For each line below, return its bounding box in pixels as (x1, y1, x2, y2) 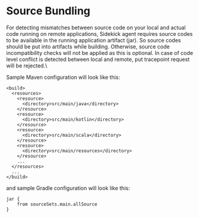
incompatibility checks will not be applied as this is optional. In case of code (6, 49, 193, 56)
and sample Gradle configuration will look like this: (6, 184, 130, 192)
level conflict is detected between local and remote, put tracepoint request (6, 56, 190, 63)
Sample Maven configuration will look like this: (6, 73, 121, 81)
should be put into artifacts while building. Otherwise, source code (6, 43, 170, 50)
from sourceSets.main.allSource (17, 201, 97, 207)
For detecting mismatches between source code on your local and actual (6, 24, 186, 31)
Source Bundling (6, 4, 91, 18)
